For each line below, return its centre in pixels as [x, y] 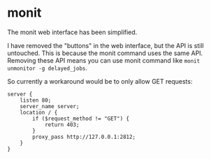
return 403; [62, 124]
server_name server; [50, 106]
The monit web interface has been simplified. [72, 32]
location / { [39, 112]
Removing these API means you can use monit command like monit [104, 60]
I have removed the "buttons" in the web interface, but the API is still [105, 45]
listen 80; [36, 100]
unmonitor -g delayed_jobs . [48, 68]
